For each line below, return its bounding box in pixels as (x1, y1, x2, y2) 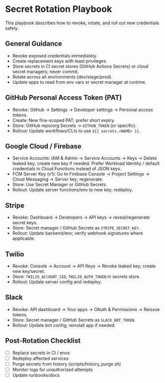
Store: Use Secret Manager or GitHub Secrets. (12, 182, 107, 188)
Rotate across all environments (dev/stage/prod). (12, 73, 113, 80)
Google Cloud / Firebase (5, 142, 82, 150)
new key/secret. (12, 268, 46, 274)
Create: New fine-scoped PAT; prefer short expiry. (12, 117, 115, 123)
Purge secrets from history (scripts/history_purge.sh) (12, 361, 121, 367)
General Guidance (5, 40, 62, 48)
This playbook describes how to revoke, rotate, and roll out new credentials (5, 20, 160, 26)
